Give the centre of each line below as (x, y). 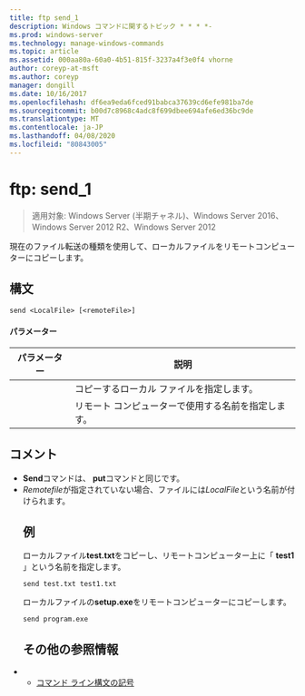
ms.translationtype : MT (54, 119)
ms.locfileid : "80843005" (58, 144)
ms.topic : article (44, 52)
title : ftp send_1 (44, 18)
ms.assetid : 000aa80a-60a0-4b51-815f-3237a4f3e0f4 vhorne (121, 60)
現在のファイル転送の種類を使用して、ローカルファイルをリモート (133, 246)
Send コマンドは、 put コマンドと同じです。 (103, 478)
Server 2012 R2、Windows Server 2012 (142, 227)
